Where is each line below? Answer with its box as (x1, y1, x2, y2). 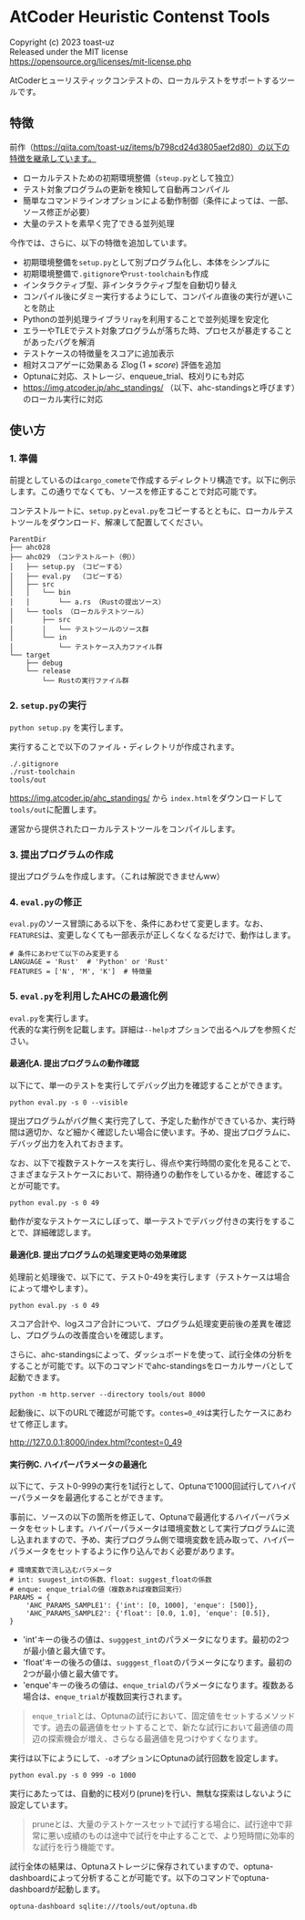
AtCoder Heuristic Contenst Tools (9, 6, 270, 27)
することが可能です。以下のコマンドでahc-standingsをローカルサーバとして (9, 1361, 294, 1372)
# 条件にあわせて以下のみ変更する (9, 950, 120, 959)
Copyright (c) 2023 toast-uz (9, 36, 116, 47)
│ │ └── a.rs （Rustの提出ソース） (9, 597, 166, 607)
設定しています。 (9, 1800, 73, 1811)
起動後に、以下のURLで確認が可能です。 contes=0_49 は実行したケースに (9, 1407, 276, 1418)
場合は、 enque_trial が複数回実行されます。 (22, 1691, 188, 1702)
